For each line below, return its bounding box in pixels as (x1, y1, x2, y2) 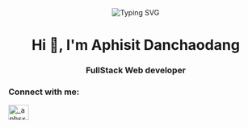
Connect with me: (8, 86, 80, 97)
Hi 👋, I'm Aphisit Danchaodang (31, 36, 241, 55)
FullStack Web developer (86, 64, 186, 76)
